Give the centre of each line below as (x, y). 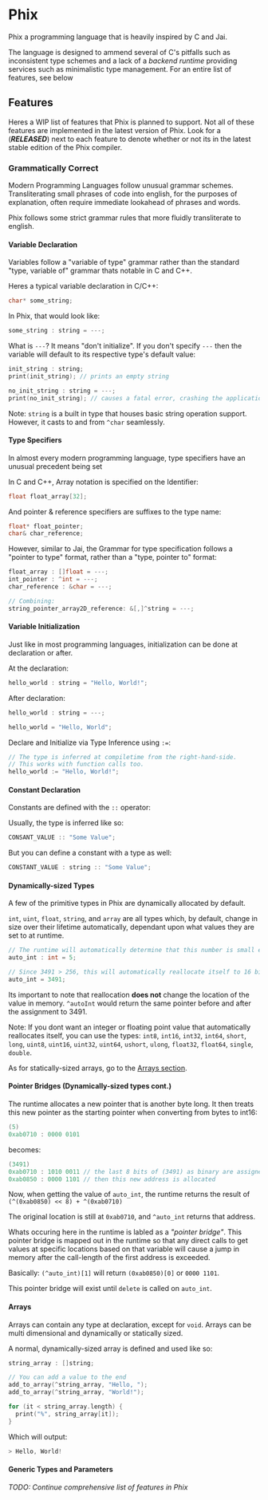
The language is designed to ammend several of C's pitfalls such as (120, 52)
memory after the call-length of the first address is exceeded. (109, 1258)
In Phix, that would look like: (54, 316)
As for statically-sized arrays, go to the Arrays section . (98, 1068)
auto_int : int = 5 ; (43, 958)
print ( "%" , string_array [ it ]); (67, 1414)
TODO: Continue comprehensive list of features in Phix (98, 1487)
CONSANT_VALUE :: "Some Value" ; (62, 838)
